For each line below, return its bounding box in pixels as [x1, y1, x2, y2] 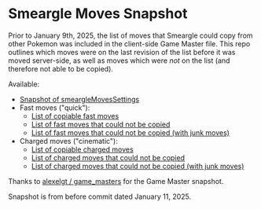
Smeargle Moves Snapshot [8, 5, 188, 23]
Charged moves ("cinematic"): [19, 136, 118, 145]
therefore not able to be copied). [8, 64, 114, 73]
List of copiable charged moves [31, 145, 134, 154]
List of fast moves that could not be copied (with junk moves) [31, 127, 230, 137]
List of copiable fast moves [31, 111, 119, 120]
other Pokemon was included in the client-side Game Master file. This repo [8, 38, 251, 48]
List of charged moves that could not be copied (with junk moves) [31, 161, 244, 170]
